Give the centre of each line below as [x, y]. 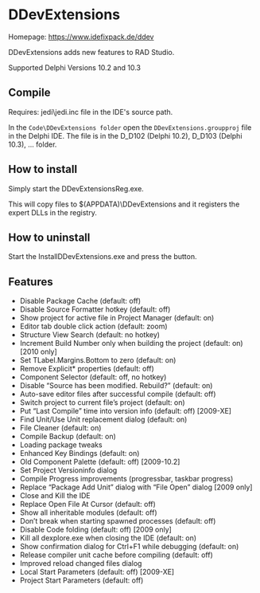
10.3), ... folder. [33, 144]
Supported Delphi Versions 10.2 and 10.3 [75, 67]
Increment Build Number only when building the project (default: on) [132, 344]
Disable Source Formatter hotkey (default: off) [95, 309]
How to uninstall [49, 237]
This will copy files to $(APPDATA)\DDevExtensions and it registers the [124, 204]
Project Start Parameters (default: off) [81, 580]
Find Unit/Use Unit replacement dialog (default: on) [103, 419]
